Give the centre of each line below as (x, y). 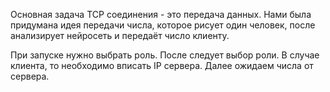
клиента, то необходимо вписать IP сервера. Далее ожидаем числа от (162, 65)
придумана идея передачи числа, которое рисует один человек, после (163, 25)
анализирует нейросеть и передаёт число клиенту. (120, 35)
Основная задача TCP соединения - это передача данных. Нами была (161, 14)
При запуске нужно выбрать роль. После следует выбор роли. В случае (165, 55)
